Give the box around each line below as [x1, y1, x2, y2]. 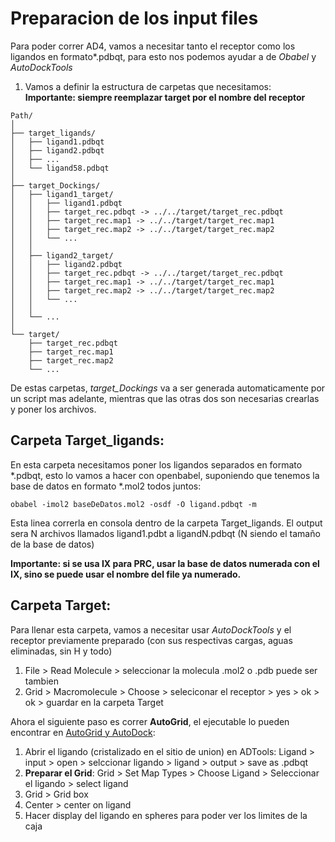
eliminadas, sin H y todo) [10, 645, 113, 657]
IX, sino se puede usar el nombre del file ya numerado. [10, 568, 242, 580]
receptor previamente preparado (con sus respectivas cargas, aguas [10, 634, 293, 646]
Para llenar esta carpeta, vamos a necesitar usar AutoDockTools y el [10, 623, 292, 636]
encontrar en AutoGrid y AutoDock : [10, 726, 156, 738]
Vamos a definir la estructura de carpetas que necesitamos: [24, 80, 272, 92]
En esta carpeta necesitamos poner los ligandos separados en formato [10, 458, 303, 471]
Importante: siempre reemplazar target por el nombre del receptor [24, 91, 306, 103]
